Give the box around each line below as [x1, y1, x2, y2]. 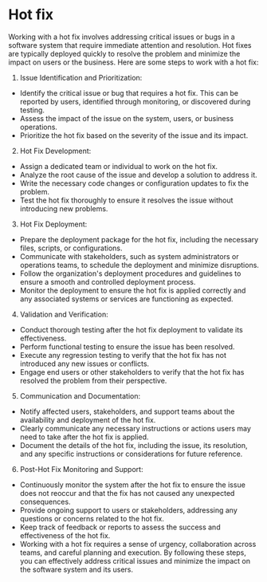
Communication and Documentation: [19, 391, 141, 400]
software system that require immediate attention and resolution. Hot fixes [8, 40, 253, 49]
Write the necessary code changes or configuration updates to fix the [19, 178, 249, 188]
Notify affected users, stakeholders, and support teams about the [19, 407, 235, 416]
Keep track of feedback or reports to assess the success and [19, 522, 221, 532]
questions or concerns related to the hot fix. [19, 513, 165, 523]
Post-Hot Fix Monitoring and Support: [19, 464, 143, 474]
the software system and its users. [19, 564, 134, 574]
